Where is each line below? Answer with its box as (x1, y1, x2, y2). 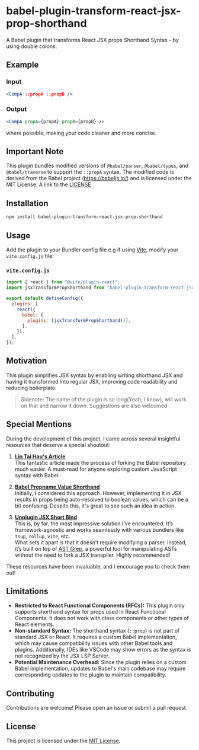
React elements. (14, 621, 54, 628)
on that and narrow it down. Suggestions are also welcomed (20, 402, 168, 409)
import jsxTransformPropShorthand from (6, 285, 105, 291)
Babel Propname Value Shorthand (14, 483, 100, 490)
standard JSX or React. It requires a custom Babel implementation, (14, 633, 178, 641)
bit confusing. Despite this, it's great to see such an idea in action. (14, 502, 176, 509)
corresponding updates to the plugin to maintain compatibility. (14, 671, 167, 678)
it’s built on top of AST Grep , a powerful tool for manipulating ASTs (14, 545, 177, 552)
